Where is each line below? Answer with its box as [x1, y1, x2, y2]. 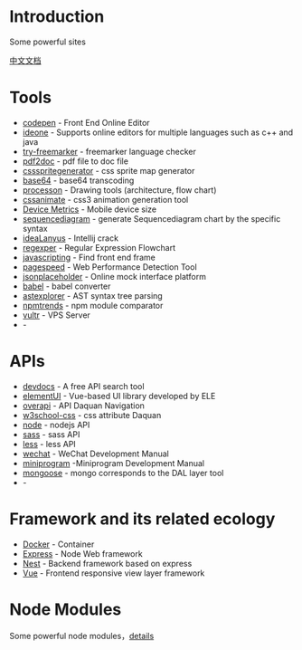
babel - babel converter [22, 281, 111, 292]
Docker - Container [22, 539, 95, 550]
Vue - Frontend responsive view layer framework [22, 568, 205, 578]
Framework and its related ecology [9, 509, 276, 529]
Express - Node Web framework [22, 548, 143, 559]
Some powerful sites [9, 36, 86, 47]
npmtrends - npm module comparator [22, 300, 164, 311]
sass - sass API [22, 428, 80, 440]
